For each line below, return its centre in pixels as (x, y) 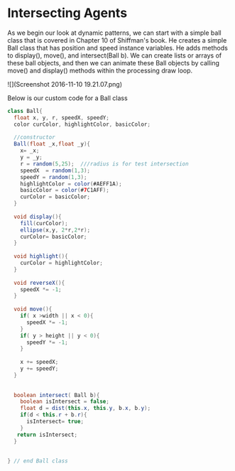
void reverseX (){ (39, 283)
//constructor (34, 137)
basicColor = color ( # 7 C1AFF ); (65, 190)
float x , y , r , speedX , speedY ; (62, 118)
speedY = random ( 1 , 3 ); (54, 177)
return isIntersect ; (47, 435)
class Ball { (25, 111)
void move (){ (33, 309)
